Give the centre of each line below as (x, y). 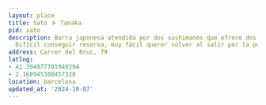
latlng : (21, 60)
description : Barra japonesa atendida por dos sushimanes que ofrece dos (133, 37)
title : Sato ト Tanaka (45, 23)
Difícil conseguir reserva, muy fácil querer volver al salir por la (132, 45)
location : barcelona (42, 81)
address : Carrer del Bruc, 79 (58, 52)
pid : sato (25, 30)
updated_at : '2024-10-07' (51, 89)
